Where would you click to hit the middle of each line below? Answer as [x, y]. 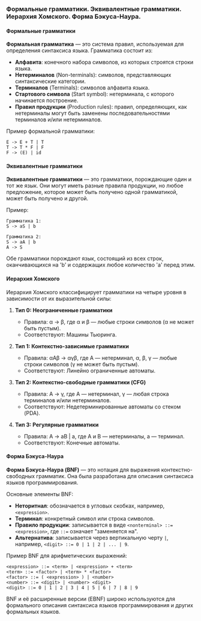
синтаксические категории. [50, 81]
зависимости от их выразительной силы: [59, 298]
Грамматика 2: [24, 237]
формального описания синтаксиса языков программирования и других [100, 605]
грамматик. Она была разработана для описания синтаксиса [115, 476]
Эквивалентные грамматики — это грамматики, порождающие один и [99, 180]
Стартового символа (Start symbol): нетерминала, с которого [94, 94]
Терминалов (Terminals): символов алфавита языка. [82, 88]
